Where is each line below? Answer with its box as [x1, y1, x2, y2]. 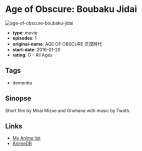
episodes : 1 [12, 35, 36, 41]
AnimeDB [12, 140, 32, 146]
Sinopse [5, 94, 31, 103]
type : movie [12, 29, 37, 35]
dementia [12, 79, 32, 85]
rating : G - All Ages [12, 51, 52, 58]
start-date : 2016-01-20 [12, 46, 61, 52]
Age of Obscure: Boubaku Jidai [5, 3, 137, 15]
